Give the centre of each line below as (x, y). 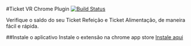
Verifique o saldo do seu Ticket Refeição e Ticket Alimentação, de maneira (96, 20)
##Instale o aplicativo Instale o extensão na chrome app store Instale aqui (95, 37)
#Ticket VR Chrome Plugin (38, 9)
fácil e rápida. (22, 26)
